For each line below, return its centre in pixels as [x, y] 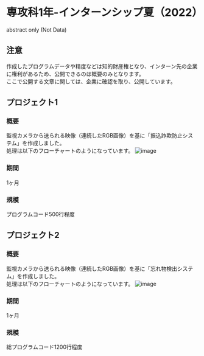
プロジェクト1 [32, 103]
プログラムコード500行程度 [40, 214]
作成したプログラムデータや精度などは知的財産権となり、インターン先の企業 [102, 66]
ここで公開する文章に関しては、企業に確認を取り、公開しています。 [91, 81]
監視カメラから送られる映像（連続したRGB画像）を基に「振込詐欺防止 [94, 136]
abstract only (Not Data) [37, 30]
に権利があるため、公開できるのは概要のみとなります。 [75, 74]
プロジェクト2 [33, 235]
